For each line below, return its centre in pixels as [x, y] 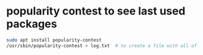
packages [32, 24]
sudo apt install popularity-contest [54, 40]
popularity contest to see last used [96, 11]
